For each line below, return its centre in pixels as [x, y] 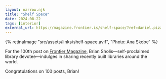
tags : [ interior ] [23, 23]
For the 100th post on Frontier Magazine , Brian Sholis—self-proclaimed [77, 52]
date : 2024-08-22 [23, 19]
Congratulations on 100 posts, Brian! [42, 71]
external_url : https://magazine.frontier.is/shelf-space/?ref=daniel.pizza [85, 28]
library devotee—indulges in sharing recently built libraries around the [76, 56]
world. [12, 62]
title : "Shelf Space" [27, 14]
